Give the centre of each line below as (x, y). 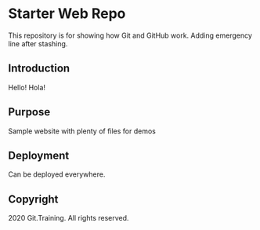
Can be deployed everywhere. (57, 174)
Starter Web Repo (67, 14)
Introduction (39, 69)
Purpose (29, 112)
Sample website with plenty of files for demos (82, 131)
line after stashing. (38, 43)
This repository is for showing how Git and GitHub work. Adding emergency (130, 35)
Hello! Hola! (27, 87)
